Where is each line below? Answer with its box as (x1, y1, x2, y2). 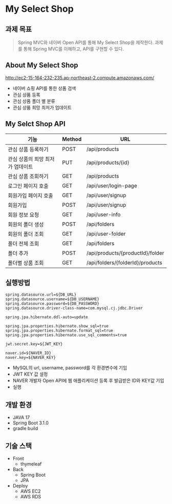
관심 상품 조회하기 (8, 172, 49, 180)
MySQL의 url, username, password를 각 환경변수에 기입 (12, 365, 127, 371)
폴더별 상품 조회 (8, 259, 44, 266)
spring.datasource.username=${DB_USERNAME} (5, 297, 100, 302)
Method (62, 135, 82, 143)
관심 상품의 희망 (8, 155, 44, 162)
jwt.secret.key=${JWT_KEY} (5, 342, 63, 347)
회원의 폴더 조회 (8, 230, 44, 238)
